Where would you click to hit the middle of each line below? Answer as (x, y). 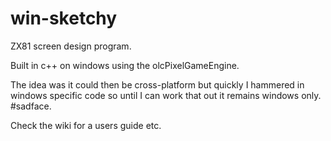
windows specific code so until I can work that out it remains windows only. (166, 95)
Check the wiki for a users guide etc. (86, 125)
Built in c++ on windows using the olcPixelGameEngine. (125, 65)
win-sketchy (64, 18)
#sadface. (31, 106)
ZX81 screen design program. (71, 46)
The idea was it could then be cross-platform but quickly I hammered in (157, 84)
